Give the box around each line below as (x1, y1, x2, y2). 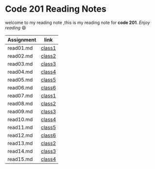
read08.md (7, 100, 33, 107)
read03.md (7, 60, 33, 67)
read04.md (7, 68, 33, 75)
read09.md (7, 108, 33, 115)
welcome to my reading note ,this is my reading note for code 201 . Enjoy (5, 20, 150, 25)
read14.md (7, 148, 33, 154)
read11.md (7, 124, 33, 130)
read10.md (7, 116, 33, 123)
